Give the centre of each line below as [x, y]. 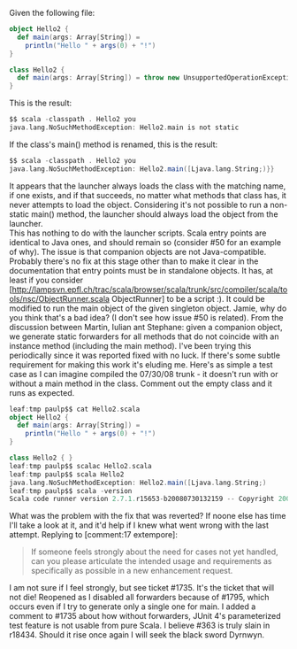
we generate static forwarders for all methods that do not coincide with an [144, 336]
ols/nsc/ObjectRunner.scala [60, 298]
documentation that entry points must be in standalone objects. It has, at [141, 270]
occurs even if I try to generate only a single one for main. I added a [133, 607]
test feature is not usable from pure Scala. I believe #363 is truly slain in [140, 626]
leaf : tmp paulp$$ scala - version [71, 491]
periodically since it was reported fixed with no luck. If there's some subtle [145, 355]
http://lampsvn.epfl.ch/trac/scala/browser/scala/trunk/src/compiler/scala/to [150, 289]
